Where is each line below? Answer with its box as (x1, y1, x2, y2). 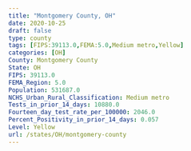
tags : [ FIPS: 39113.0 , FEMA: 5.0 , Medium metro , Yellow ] (8, 42, 184, 50)
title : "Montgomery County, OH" (8, 11, 116, 20)
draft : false (8, 26, 52, 34)
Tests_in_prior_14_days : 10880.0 (8, 101, 120, 109)
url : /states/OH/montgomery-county (8, 130, 127, 138)
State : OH (8, 64, 42, 72)
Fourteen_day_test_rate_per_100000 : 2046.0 (8, 109, 156, 117)
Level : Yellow (8, 123, 56, 131)
